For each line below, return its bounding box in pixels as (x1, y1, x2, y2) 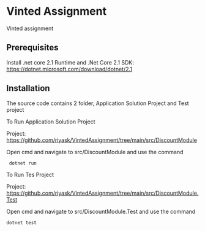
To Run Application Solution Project (6, 118, 96, 125)
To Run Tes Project (6, 171, 54, 179)
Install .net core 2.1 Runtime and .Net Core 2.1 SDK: (6, 58, 135, 66)
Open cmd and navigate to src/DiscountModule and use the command (6, 148, 184, 155)
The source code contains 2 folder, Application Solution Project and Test (6, 100, 189, 107)
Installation (6, 83, 50, 93)
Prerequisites (6, 42, 59, 53)
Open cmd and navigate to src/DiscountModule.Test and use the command (6, 208, 196, 216)
